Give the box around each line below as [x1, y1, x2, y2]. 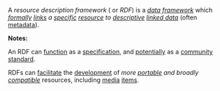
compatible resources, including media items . [8, 76, 139, 84]
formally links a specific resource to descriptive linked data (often [8, 13, 198, 22]
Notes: [8, 34, 29, 42]
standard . [8, 55, 36, 63]
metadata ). [8, 21, 40, 28]
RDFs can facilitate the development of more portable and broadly [8, 69, 199, 76]
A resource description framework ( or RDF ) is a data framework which [8, 6, 213, 14]
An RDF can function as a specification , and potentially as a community [8, 48, 213, 56]
